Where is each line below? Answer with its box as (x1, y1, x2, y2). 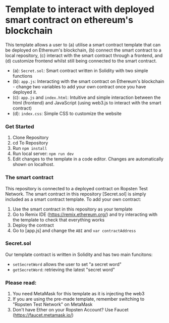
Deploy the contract (12, 222, 54, 228)
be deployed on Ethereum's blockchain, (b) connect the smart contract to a (5, 47, 161, 53)
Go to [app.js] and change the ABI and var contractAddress (12, 227, 136, 233)
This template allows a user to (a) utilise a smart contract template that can (5, 41, 160, 47)
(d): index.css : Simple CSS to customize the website (12, 110, 122, 117)
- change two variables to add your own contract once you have (12, 83, 146, 89)
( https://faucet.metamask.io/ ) (12, 312, 74, 318)
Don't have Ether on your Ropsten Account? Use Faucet (12, 307, 129, 313)
